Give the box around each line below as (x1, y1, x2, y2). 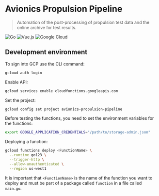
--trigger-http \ (9, 157, 45, 162)
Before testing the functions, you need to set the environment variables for (5, 115, 154, 121)
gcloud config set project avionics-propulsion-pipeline (5, 107, 123, 112)
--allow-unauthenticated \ (9, 162, 64, 166)
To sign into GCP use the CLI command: (5, 61, 85, 66)
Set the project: (5, 97, 36, 103)
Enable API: (5, 79, 28, 85)
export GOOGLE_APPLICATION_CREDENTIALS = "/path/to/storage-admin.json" (5, 130, 151, 135)
